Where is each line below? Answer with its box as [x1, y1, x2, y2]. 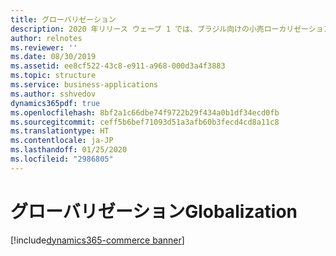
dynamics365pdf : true [10, 98, 101, 108]
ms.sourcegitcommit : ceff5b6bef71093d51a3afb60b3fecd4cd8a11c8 [10, 117, 280, 127]
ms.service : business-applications [10, 80, 159, 90]
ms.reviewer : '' [10, 42, 78, 53]
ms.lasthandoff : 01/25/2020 [10, 145, 128, 155]
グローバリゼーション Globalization [10, 200, 298, 223]
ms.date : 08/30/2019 [10, 52, 97, 62]
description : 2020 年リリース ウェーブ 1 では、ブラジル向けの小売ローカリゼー [10, 24, 309, 34]
